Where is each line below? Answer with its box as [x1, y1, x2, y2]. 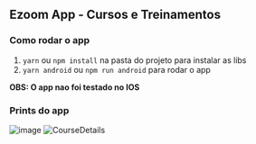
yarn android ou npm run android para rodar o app [22, 64, 211, 75]
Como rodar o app [9, 34, 90, 47]
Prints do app [9, 103, 70, 116]
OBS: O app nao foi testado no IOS [9, 81, 140, 93]
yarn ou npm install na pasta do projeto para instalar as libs [22, 54, 247, 66]
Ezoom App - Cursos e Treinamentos [9, 7, 222, 22]
